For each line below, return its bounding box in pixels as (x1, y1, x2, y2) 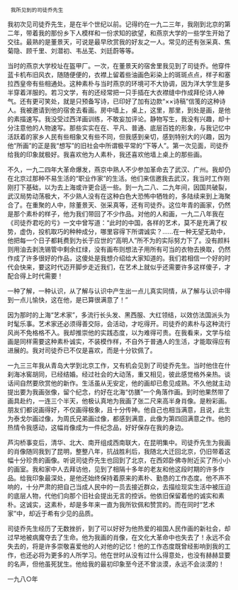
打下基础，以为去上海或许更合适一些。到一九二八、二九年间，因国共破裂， (13, 183, 231, 191)
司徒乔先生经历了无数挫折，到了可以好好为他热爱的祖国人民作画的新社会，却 (7, 524, 231, 533)
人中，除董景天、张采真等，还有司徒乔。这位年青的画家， (50, 201, 218, 209)
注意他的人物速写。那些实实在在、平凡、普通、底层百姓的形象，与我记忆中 (13, 123, 231, 132)
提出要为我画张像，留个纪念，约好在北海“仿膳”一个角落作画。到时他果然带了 (7, 388, 230, 396)
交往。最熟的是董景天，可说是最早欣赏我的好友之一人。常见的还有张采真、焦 (7, 38, 231, 46)
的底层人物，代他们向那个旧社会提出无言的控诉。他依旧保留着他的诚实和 (7, 491, 218, 500)
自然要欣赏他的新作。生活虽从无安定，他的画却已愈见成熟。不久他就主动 (19, 379, 231, 387)
